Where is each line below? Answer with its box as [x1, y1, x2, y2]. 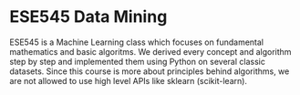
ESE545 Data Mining [9, 6, 168, 27]
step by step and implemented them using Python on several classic [9, 56, 266, 67]
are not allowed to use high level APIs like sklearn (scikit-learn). [9, 75, 248, 86]
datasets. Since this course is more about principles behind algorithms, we [9, 66, 290, 77]
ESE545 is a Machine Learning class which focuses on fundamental [9, 37, 264, 47]
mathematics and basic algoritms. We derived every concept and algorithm [9, 46, 292, 57]
